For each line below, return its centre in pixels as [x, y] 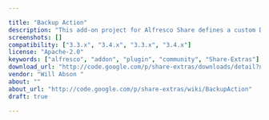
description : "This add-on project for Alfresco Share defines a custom [132, 30]
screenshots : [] [35, 37]
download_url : [32, 67]
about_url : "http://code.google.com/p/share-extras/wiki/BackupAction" [130, 89]
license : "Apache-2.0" [46, 52]
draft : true [28, 96]
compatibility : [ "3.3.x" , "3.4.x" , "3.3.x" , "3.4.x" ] [100, 45]
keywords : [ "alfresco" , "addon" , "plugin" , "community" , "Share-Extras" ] [134, 60]
